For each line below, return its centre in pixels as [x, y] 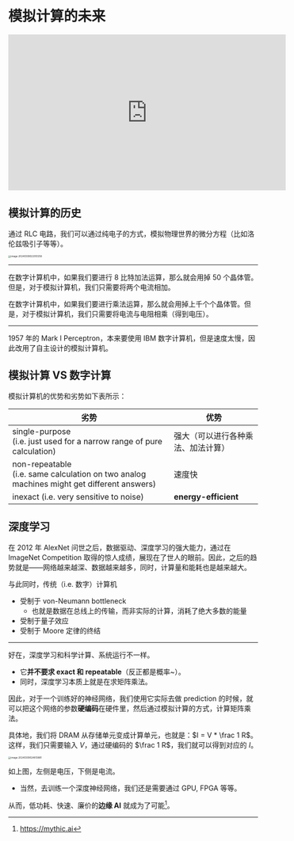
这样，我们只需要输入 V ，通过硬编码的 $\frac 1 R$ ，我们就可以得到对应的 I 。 [133, 744]
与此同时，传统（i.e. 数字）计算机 [63, 584]
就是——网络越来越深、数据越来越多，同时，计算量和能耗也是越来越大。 [133, 567]
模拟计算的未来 [57, 16]
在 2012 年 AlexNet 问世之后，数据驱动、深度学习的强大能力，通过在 [120, 547]
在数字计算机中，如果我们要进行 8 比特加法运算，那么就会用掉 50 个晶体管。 [133, 277]
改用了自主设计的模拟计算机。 [63, 348]
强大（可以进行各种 [210, 436]
